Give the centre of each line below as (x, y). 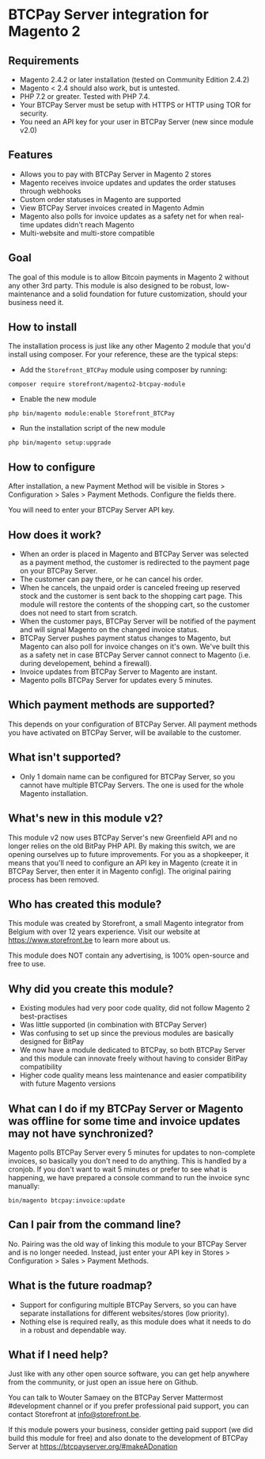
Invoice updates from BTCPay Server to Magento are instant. (118, 672)
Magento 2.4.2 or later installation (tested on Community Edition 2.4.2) (134, 80)
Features (30, 155)
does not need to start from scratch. (79, 613)
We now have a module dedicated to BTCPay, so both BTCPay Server (132, 1050)
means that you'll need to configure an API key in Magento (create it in (123, 863)
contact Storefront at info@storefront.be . (75, 1415)
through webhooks (50, 191)
